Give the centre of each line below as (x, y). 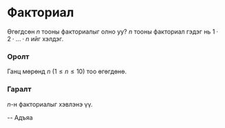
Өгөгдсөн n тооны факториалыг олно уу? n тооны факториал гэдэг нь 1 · (113, 31)
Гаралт (20, 89)
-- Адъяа (20, 117)
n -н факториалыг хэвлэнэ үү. (50, 104)
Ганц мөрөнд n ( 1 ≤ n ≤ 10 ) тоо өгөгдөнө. (67, 72)
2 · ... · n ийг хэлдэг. (35, 38)
